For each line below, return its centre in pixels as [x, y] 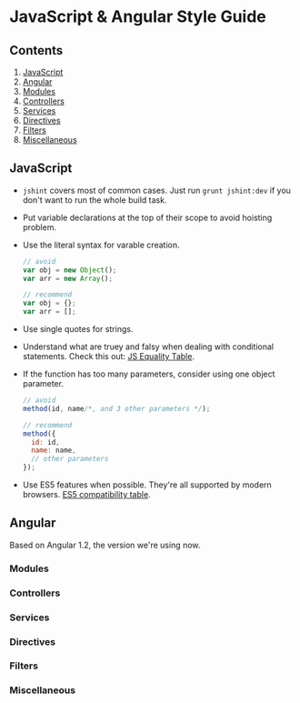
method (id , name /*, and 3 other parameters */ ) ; [116, 408]
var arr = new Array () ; [68, 278]
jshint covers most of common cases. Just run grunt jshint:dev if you [156, 190]
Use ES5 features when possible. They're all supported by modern [147, 485]
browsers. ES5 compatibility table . [87, 495]
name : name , [54, 451]
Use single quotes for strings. [78, 329]
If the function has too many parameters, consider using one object [149, 374]
